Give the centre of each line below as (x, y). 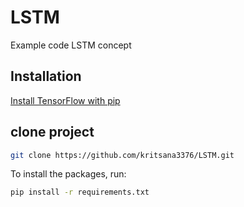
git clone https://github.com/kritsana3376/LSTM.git (122, 155)
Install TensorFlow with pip (65, 100)
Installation (46, 76)
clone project (52, 132)
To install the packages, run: (68, 174)
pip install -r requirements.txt (80, 192)
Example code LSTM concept (71, 45)
